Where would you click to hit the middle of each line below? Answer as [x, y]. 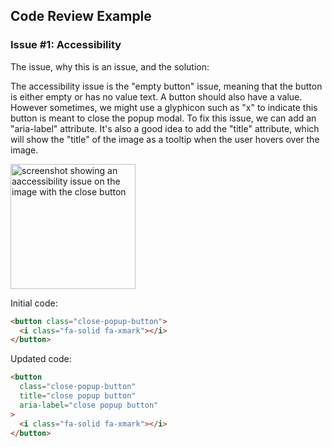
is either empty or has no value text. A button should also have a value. [156, 96]
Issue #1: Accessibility [66, 45]
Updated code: [41, 359]
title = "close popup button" [78, 396]
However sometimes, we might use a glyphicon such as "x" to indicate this [164, 107]
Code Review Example [81, 16]
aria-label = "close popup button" [89, 405]
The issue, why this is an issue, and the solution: [110, 66]
